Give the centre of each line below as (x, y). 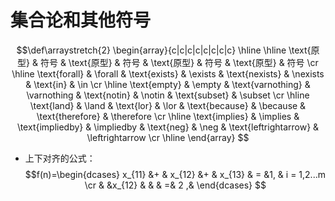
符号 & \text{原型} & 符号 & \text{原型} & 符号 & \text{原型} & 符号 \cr (179, 62)
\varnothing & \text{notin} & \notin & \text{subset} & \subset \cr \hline (168, 95)
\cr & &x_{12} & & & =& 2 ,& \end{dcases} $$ (175, 185)
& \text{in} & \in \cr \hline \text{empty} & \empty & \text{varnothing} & (168, 84)
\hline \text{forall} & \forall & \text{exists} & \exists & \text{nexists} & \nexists (168, 73)
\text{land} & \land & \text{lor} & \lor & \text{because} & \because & (168, 105)
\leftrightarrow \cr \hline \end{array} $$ (168, 137)
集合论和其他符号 (81, 20)
